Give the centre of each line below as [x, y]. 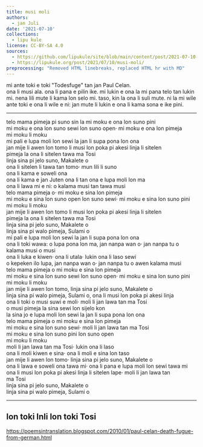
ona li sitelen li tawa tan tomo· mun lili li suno [62, 167]
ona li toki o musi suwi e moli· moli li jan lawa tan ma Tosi [77, 302]
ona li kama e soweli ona [37, 174]
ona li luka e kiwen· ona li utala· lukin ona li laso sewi [71, 257]
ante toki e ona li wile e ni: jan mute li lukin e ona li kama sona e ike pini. [95, 105]
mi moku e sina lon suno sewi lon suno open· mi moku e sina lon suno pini [98, 276]
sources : [17, 51]
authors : [17, 18]
